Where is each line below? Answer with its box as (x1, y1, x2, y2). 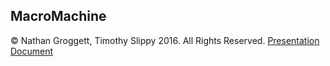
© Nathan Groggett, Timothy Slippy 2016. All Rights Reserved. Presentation (10, 34, 320, 46)
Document (10, 45, 54, 57)
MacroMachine (10, 8, 107, 25)
